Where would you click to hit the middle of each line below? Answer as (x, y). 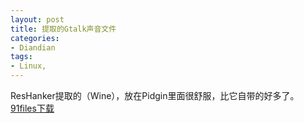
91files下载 (32, 108)
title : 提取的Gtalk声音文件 (63, 29)
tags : (21, 57)
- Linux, (28, 66)
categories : (35, 38)
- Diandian (33, 47)
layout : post (37, 19)
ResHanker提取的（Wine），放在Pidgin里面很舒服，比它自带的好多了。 (155, 95)
